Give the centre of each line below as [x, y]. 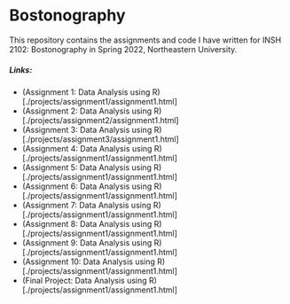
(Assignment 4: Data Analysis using [87, 148]
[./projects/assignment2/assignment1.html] [100, 120]
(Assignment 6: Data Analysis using [87, 186]
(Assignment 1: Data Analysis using [86, 92]
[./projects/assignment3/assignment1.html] [100, 139]
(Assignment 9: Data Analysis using [87, 242]
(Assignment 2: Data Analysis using [87, 111]
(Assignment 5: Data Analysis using [87, 167]
